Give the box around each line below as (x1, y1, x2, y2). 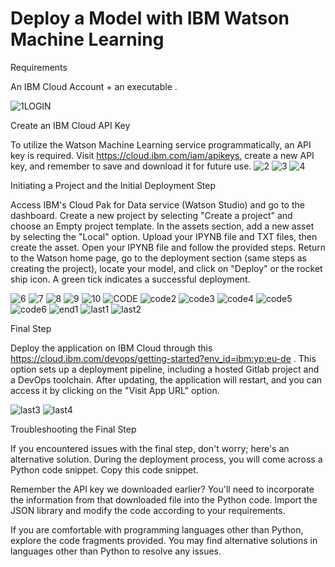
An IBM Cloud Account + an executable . (10, 80, 178, 92)
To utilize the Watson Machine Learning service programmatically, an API (10, 138, 312, 151)
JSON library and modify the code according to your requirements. (10, 504, 286, 516)
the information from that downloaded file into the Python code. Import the (10, 493, 318, 506)
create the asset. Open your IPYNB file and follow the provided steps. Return (10, 241, 326, 253)
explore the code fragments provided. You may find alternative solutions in (10, 534, 318, 546)
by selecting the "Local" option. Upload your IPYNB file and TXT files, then (10, 230, 318, 242)
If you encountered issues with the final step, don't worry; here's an (10, 442, 290, 454)
